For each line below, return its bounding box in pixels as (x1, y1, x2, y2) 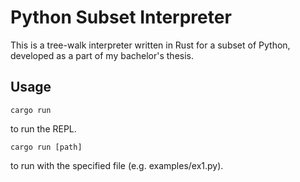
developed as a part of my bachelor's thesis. (10, 49, 195, 61)
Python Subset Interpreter (10, 6, 232, 29)
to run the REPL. (10, 122, 77, 135)
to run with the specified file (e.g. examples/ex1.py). (10, 159, 224, 171)
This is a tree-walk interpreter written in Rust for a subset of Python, (10, 39, 291, 51)
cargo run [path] (10, 142, 83, 152)
